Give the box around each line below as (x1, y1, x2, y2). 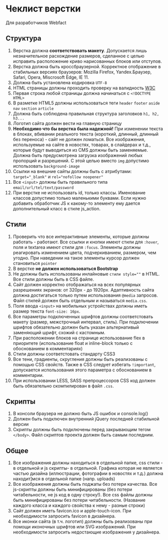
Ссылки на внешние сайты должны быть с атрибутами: (12, 168, 132, 174)
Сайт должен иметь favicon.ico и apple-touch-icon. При (12, 508, 131, 514)
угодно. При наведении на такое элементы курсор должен (12, 254, 139, 261)
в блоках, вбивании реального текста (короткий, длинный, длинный (12, 131, 159, 137)
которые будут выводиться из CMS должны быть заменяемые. (12, 147, 148, 153)
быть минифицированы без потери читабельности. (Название (12, 497, 145, 503)
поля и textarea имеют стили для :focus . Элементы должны (12, 244, 141, 250)
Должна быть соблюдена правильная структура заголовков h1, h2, (12, 110, 159, 116)
